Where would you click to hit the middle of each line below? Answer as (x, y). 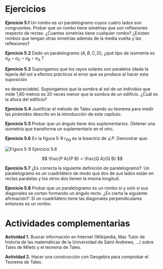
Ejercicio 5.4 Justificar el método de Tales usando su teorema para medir (79, 108)
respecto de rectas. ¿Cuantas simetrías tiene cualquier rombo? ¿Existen (77, 33)
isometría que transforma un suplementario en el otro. (59, 129)
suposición (16, 79)
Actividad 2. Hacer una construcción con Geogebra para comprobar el (77, 257)
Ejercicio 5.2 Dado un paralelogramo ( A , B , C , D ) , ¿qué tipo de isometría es (80, 53)
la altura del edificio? (26, 99)
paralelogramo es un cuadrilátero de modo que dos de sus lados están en (80, 173)
